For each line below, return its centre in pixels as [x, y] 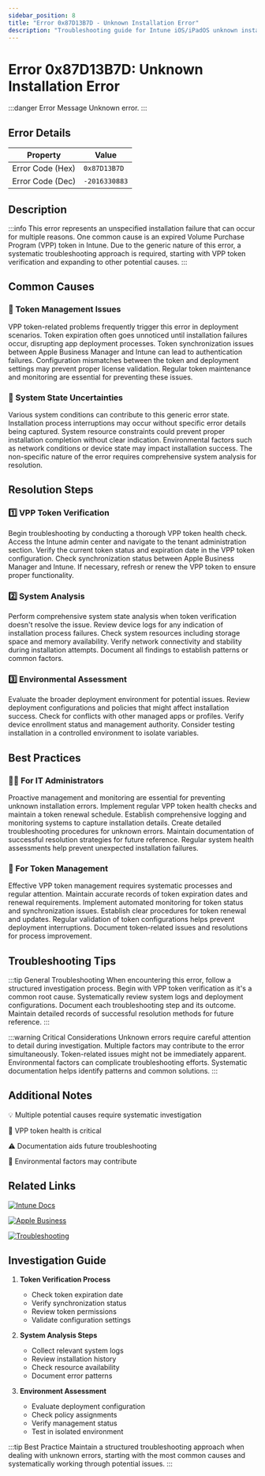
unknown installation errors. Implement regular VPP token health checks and [132, 806]
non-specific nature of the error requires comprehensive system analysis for [132, 456]
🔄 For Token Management [58, 868]
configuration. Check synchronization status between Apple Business [121, 558]
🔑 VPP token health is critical [55, 1131]
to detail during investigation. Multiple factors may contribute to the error [126, 1046]
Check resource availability [75, 1368]
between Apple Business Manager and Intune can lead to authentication [125, 352]
